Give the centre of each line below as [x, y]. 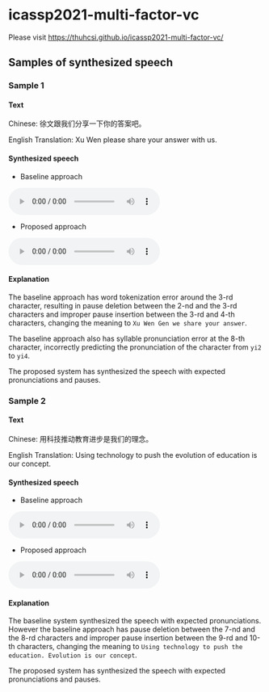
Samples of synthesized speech [91, 63]
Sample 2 [27, 401]
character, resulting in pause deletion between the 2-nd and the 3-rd [123, 305]
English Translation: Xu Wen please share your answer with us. [113, 140]
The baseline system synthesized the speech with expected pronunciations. [135, 621]
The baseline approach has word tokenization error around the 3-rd [121, 297]
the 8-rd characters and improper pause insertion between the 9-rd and [128, 638]
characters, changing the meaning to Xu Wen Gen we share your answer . [128, 323]
